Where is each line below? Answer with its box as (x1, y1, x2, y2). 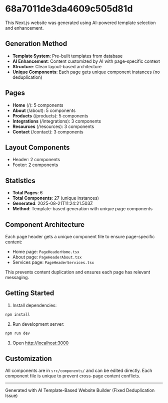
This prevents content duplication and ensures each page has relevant (5, 269, 150, 275)
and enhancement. (5, 25, 44, 31)
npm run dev (5, 331, 30, 336)
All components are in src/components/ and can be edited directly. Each (5, 367, 152, 374)
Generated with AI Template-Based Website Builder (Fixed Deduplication (5, 387, 155, 393)
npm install (5, 312, 30, 317)
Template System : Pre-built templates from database (12, 53, 123, 59)
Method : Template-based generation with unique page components (12, 206, 153, 212)
